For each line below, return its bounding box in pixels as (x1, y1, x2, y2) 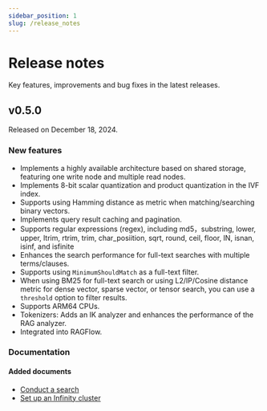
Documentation (8, 347, 71, 358)
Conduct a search (19, 385, 79, 394)
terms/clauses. (19, 258, 70, 268)
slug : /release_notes (8, 19, 81, 27)
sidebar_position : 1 (8, 11, 78, 20)
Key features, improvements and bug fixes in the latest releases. (8, 80, 220, 90)
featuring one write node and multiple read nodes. (19, 172, 186, 181)
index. (19, 189, 41, 198)
